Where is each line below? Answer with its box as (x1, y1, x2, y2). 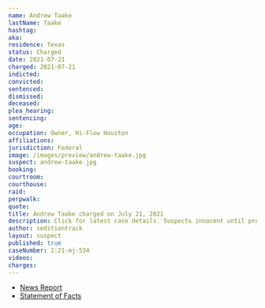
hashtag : (8, 26, 37, 34)
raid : (8, 187, 26, 196)
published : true (8, 239, 62, 247)
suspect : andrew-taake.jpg (8, 159, 97, 167)
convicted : (8, 77, 44, 85)
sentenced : (8, 85, 44, 93)
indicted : (8, 70, 41, 78)
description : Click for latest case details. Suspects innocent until (8, 217, 245, 225)
